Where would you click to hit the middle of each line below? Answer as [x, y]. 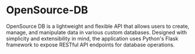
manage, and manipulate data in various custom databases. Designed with [97, 32]
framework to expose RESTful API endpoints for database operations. [90, 45]
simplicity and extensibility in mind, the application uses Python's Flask [92, 38]
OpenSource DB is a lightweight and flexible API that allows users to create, [98, 26]
